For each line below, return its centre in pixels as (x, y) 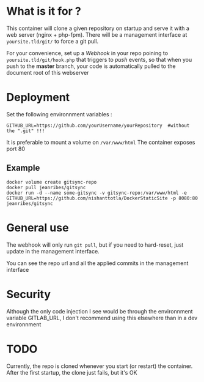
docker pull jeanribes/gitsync (46, 187)
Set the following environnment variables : (59, 114)
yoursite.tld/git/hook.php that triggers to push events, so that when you (99, 59)
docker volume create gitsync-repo (52, 182)
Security (28, 294)
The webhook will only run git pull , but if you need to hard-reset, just (95, 245)
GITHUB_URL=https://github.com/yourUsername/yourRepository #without (98, 125)
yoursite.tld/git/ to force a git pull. (53, 41)
